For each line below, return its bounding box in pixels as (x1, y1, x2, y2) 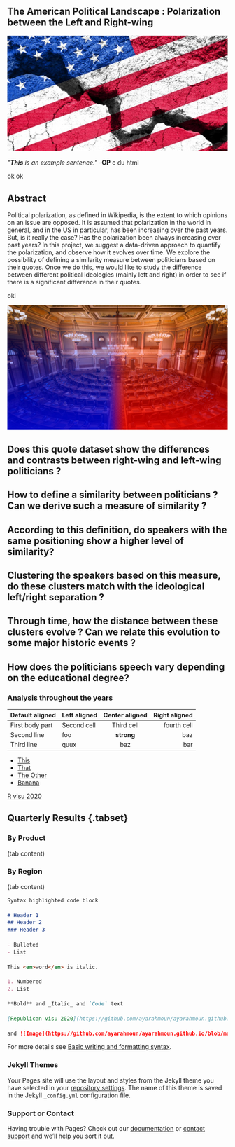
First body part (10, 721, 53, 729)
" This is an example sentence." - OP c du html (7, 158, 140, 167)
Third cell (111, 721, 139, 729)
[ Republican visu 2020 (7, 1015, 73, 1022)
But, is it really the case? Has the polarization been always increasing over (7, 233, 222, 241)
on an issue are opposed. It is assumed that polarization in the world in (7, 218, 211, 226)
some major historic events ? (7, 637, 136, 649)
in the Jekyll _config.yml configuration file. (7, 1091, 131, 1099)
